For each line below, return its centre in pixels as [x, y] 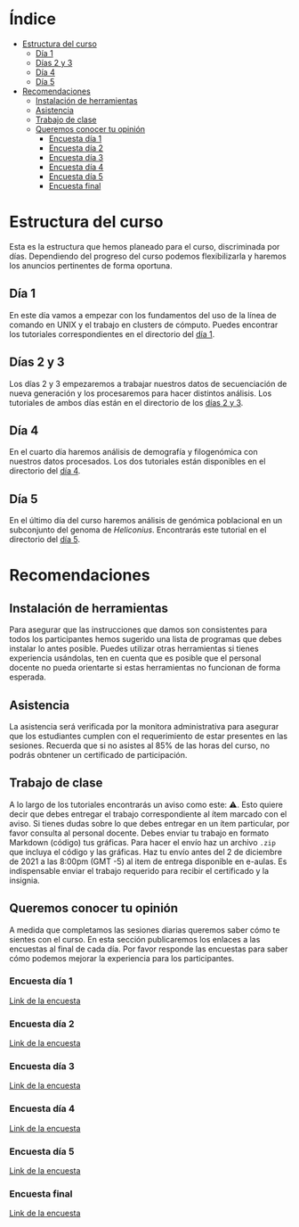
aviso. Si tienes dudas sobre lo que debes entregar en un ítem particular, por [149, 823]
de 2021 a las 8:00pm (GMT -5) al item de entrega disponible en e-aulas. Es [148, 861]
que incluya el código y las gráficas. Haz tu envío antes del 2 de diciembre [146, 852]
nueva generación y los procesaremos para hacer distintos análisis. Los [141, 393]
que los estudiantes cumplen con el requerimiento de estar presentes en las [148, 736]
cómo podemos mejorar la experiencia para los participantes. [122, 958]
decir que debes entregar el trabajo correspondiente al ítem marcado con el [148, 814]
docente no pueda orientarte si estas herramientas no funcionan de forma [145, 668]
